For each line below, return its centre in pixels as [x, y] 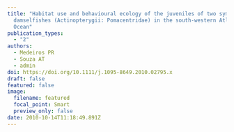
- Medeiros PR [34, 53]
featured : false [31, 85]
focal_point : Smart [42, 105]
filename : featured [42, 98]
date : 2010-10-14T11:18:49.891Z [54, 117]
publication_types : [36, 33]
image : [17, 91]
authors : [20, 46]
